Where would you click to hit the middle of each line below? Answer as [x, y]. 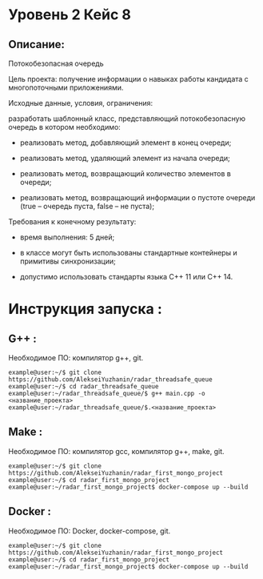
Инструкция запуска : [85, 309]
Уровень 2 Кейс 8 [70, 15]
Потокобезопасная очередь [56, 63]
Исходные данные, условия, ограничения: [81, 103]
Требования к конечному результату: [72, 221]
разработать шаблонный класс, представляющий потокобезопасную [127, 119]
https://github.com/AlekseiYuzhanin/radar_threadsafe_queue [111, 380]
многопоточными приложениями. [66, 87]
